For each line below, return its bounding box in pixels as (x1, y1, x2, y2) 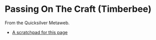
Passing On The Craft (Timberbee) (5, 3, 152, 15)
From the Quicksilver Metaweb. (5, 20, 70, 26)
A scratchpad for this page (12, 29, 68, 35)
